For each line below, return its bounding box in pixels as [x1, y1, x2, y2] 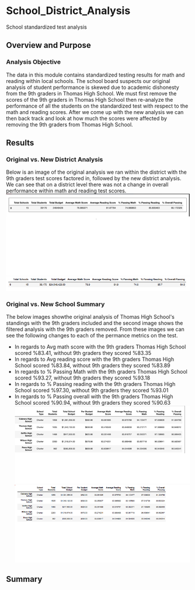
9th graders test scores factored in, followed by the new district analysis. [6, 175, 182, 182]
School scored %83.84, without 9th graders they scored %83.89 [14, 362, 170, 369]
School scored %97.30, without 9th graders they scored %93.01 [14, 387, 169, 394]
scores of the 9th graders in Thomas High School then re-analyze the [6, 96, 173, 103]
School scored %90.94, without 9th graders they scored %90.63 [14, 399, 171, 406]
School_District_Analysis [6, 4, 131, 18]
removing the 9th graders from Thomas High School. [6, 121, 133, 128]
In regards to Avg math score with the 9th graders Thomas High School [14, 343, 186, 350]
